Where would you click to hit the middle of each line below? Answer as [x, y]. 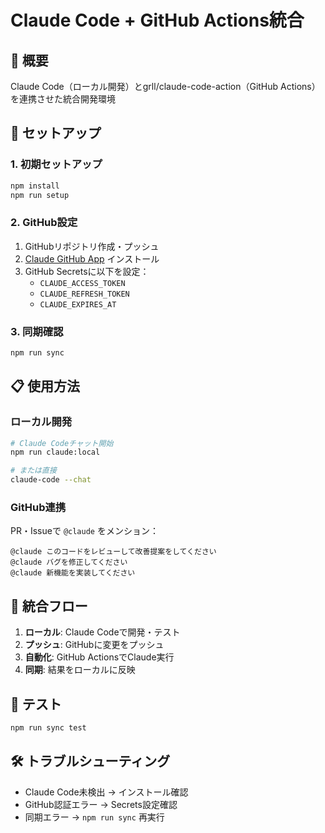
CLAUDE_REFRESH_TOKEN [84, 294]
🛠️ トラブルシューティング [90, 761]
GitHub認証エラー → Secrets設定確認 [101, 804]
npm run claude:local [55, 452]
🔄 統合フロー [49, 606]
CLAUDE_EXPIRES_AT [78, 304]
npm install [35, 186]
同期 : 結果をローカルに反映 [80, 670]
